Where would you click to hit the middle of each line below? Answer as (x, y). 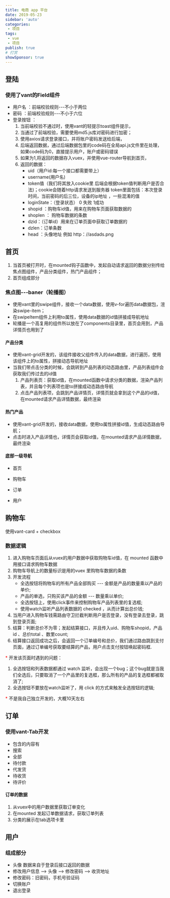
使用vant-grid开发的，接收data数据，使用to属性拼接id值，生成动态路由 (87, 424)
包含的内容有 (26, 744)
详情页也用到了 (28, 330)
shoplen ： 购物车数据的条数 (57, 215)
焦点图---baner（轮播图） (37, 292)
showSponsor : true (25, 57)
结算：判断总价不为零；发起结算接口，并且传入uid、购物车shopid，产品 (87, 628)
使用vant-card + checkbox (33, 531)
